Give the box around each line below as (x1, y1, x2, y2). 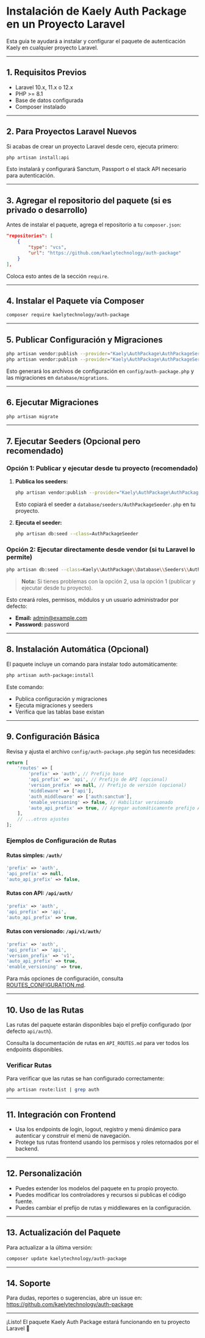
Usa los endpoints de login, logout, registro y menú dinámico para (15, 1126, 181, 1133)
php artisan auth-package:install (6, 672, 95, 678)
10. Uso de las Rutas (6, 1005, 84, 1015)
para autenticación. (6, 172, 55, 179)
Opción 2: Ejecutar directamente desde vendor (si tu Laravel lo (6, 545, 195, 554)
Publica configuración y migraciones (15, 695, 108, 703)
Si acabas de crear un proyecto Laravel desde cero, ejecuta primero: (6, 142, 179, 150)
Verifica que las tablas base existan (15, 708, 105, 715)
